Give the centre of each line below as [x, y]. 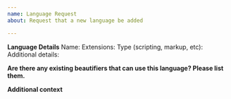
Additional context [35, 89]
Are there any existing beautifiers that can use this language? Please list [115, 68]
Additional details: [33, 54]
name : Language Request [42, 14]
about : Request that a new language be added [75, 21]
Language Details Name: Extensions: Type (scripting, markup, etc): [105, 47]
